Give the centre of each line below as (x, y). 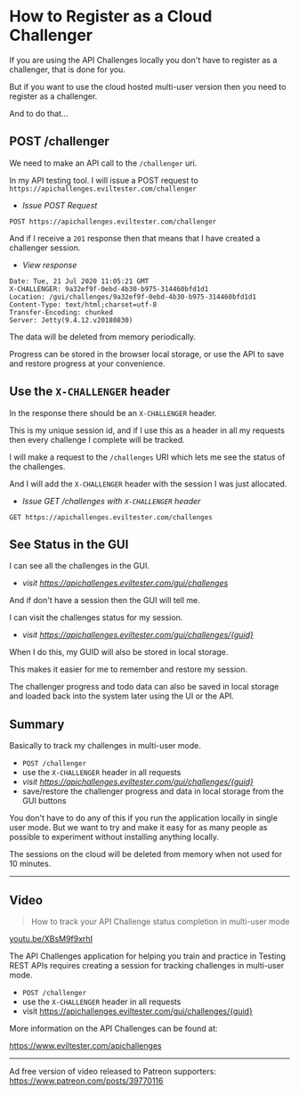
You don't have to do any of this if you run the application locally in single (144, 818)
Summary (37, 724)
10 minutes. (30, 864)
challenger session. (45, 248)
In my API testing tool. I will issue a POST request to (104, 180)
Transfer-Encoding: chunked (61, 312)
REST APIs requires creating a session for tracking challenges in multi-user (147, 965)
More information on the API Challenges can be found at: (113, 1028)
